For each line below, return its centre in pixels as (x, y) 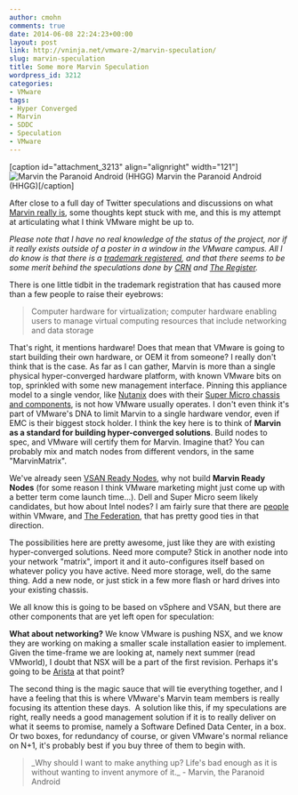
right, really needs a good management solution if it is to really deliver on (143, 717)
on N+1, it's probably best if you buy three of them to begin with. (128, 745)
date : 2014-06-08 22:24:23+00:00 (71, 34)
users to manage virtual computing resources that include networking (159, 320)
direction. (27, 525)
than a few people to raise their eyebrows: (86, 293)
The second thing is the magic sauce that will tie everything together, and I (146, 688)
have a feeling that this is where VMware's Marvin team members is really (145, 698)
